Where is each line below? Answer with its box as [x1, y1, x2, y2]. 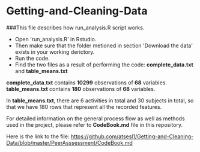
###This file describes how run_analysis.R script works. [6, 24, 145, 31]
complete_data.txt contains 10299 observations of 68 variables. [6, 79, 167, 86]
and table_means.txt [14, 67, 68, 74]
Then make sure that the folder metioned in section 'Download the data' [14, 42, 193, 49]
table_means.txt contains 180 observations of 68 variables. [6, 85, 156, 92]
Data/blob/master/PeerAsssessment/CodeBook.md [6, 139, 133, 146]
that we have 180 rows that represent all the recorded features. [6, 103, 162, 110]
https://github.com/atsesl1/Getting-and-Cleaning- [70, 133, 194, 140]
